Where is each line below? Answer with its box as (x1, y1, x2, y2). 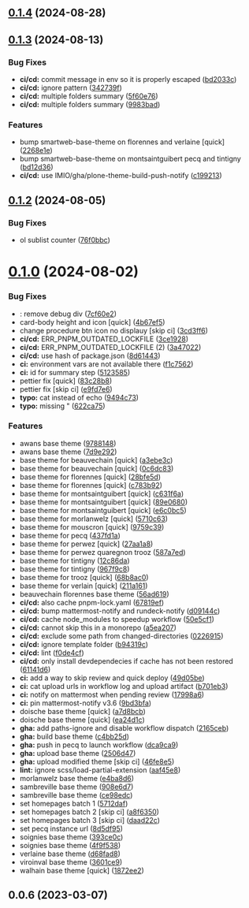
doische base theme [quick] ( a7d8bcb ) (19, 706, 146, 716)
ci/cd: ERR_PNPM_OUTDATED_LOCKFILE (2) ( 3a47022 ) (19, 342, 202, 352)
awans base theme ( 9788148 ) (19, 438, 117, 448)
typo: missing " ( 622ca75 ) (19, 401, 106, 411)
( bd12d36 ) (19, 162, 54, 172)
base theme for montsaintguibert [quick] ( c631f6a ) (19, 489, 184, 498)
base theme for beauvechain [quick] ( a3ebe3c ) (19, 455, 173, 464)
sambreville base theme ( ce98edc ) (19, 790, 133, 799)
